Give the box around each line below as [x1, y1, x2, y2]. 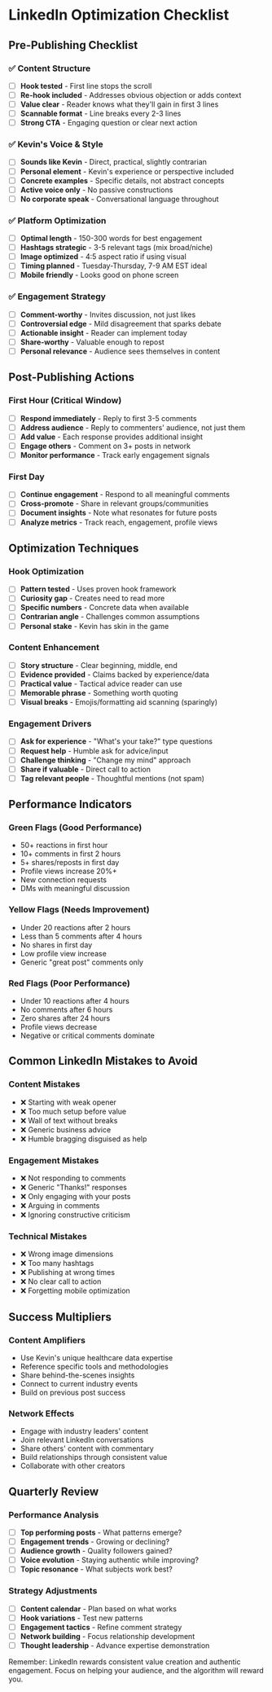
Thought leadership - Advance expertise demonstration [20, 1640, 210, 1650]
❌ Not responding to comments [20, 1173, 126, 1183]
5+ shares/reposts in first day [20, 858, 120, 868]
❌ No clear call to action [20, 1277, 102, 1286]
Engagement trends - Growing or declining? [20, 1537, 170, 1547]
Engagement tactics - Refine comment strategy [20, 1622, 182, 1632]
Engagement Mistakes [8, 1154, 99, 1166]
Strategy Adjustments [8, 1585, 98, 1597]
